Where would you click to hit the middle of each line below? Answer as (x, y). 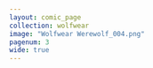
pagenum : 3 (29, 42)
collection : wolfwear (49, 26)
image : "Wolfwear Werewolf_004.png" (77, 34)
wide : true (29, 50)
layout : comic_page (45, 17)
